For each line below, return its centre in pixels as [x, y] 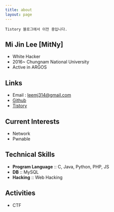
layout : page [19, 15]
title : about [19, 10]
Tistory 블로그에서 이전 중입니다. [36, 29]
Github [19, 100]
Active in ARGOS [30, 67]
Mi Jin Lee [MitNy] [34, 44]
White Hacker [26, 57]
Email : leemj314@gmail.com [42, 95]
